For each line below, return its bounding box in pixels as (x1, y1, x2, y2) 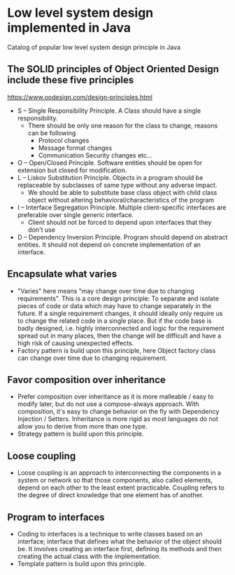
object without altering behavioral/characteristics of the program (27, 195, 215, 204)
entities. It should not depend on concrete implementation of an (17, 240, 201, 249)
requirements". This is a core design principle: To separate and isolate (17, 294, 219, 303)
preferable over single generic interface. (17, 210, 134, 219)
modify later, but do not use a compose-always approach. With (17, 400, 199, 408)
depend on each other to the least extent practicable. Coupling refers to (17, 483, 225, 492)
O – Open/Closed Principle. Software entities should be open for (17, 158, 203, 167)
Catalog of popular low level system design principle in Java (7, 43, 180, 51)
